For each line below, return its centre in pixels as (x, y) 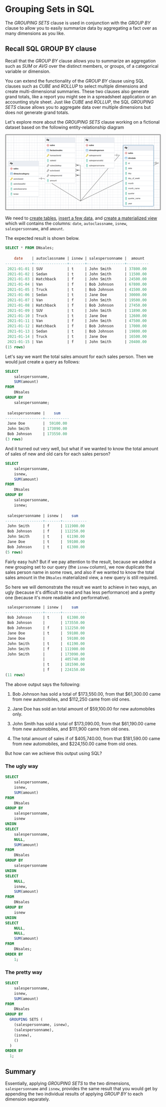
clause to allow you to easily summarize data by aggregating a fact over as (81, 28)
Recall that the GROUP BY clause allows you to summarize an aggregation (81, 61)
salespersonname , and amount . (35, 229)
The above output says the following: (43, 684)
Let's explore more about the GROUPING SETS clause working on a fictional (82, 122)
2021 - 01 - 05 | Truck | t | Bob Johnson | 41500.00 (77, 290)
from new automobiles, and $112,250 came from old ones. (71, 699)
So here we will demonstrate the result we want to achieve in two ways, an (81, 587)
